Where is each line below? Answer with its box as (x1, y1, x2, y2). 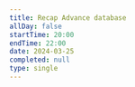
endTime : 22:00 (9, 38, 67, 48)
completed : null (9, 55, 70, 64)
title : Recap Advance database (9, 13, 127, 23)
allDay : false (9, 22, 63, 31)
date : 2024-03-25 (9, 47, 75, 56)
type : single (9, 64, 58, 73)
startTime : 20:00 (9, 30, 75, 39)
